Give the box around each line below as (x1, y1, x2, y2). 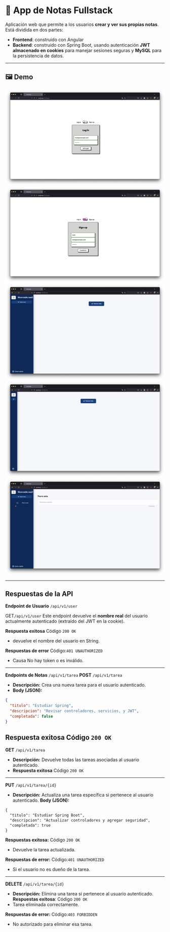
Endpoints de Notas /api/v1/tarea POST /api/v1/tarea (5, 672, 122, 678)
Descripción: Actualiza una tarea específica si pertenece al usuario (12, 792, 153, 798)
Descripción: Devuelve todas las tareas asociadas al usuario (12, 757, 140, 763)
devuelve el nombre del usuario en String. (12, 638, 100, 644)
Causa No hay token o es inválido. (12, 658, 84, 664)
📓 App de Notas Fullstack (5, 5, 113, 16)
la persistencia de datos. (12, 53, 64, 59)
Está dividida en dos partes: (5, 26, 63, 32)
